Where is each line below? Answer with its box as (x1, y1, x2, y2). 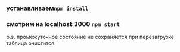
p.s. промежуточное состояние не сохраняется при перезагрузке (6, 34, 175, 41)
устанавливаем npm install (6, 4, 89, 12)
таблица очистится (6, 40, 55, 47)
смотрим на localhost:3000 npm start (6, 19, 120, 28)
